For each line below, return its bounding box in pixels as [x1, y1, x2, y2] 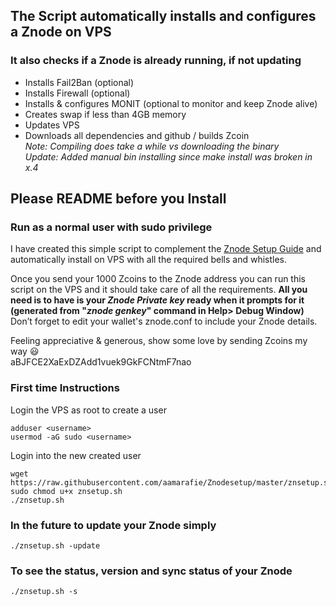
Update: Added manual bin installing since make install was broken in [24, 150, 313, 163]
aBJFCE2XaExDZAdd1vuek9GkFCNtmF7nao [10, 356, 192, 368]
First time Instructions [10, 381, 120, 395]
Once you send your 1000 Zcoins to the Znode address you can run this [10, 273, 307, 285]
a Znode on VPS [10, 24, 112, 41]
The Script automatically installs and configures [10, 8, 317, 25]
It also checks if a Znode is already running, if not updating [10, 54, 302, 68]
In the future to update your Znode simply [10, 518, 217, 532]
